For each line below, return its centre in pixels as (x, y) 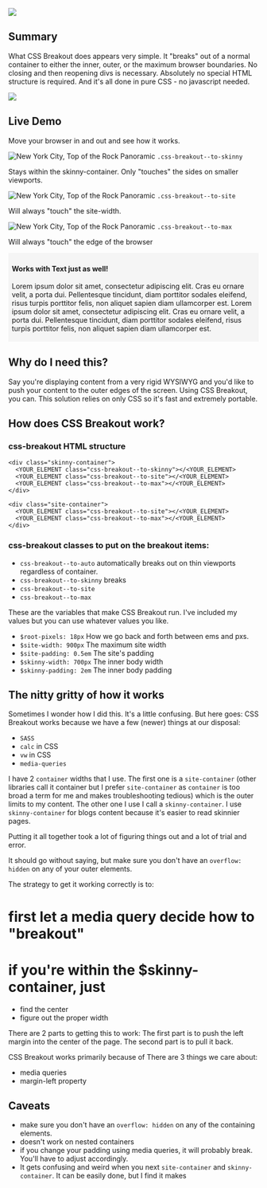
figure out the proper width (64, 1017)
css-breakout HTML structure (67, 446)
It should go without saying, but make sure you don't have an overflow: (125, 861)
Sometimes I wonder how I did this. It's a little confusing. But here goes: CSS (133, 714)
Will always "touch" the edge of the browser (81, 241)
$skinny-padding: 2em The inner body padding (96, 670)
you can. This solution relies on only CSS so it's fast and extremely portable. (133, 398)
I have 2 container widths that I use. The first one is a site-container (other (132, 779)
